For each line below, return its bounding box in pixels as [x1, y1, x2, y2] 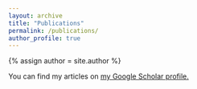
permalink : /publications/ [8, 26, 99, 34]
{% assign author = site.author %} [8, 56, 122, 66]
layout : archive [8, 11, 63, 20]
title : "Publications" [8, 19, 84, 27]
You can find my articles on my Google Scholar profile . [8, 71, 189, 81]
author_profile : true [8, 34, 81, 42]
